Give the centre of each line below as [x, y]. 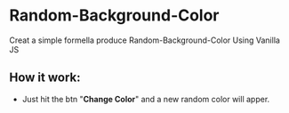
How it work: [45, 78]
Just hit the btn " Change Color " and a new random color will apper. [146, 99]
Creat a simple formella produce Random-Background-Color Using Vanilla [144, 40]
